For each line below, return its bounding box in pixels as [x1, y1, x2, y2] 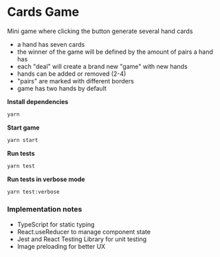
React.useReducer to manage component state [16, 227, 151, 236]
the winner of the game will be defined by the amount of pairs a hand [16, 48, 213, 56]
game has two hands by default [16, 84, 107, 92]
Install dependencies [7, 97, 69, 105]
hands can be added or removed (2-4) [16, 70, 126, 78]
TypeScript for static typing [16, 220, 95, 228]
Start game [7, 123, 40, 132]
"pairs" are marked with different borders [16, 76, 134, 85]
